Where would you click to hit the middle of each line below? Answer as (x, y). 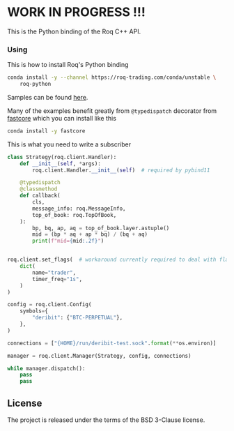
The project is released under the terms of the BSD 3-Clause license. (106, 420)
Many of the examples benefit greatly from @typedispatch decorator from (112, 111)
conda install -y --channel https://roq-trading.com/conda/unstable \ (112, 77)
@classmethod (39, 189)
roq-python (36, 84)
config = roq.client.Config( (49, 305)
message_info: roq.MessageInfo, (79, 209)
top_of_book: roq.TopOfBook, (75, 215)
